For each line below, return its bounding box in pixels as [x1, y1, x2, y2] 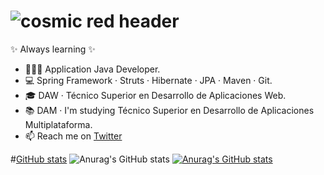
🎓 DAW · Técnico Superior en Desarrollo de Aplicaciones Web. [24, 89, 287, 101]
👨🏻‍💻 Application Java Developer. [24, 63, 161, 75]
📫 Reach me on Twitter [24, 130, 123, 142]
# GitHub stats [10, 153, 68, 165]
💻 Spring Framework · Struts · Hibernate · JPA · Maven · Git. [24, 74, 273, 86]
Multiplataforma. [24, 118, 93, 130]
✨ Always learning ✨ [10, 43, 96, 55]
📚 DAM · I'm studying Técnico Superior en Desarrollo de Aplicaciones [24, 104, 315, 116]
